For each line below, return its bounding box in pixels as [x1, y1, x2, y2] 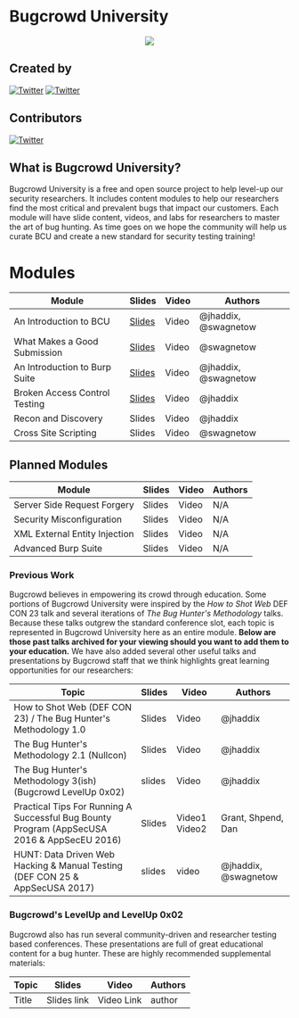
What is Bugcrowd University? [9, 160, 182, 175]
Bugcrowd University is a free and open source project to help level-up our [9, 184, 284, 194]
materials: [9, 957, 46, 968]
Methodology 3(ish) [13, 774, 97, 787]
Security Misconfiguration [13, 513, 123, 526]
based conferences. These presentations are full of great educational [9, 939, 264, 949]
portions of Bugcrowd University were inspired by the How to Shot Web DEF [9, 599, 289, 609]
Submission [13, 346, 63, 359]
